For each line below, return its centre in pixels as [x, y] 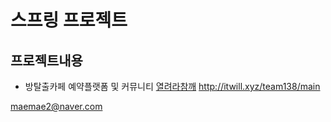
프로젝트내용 [46, 60]
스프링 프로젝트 [69, 20]
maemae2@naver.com [56, 106]
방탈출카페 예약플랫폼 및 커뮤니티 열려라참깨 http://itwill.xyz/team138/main [172, 86]
